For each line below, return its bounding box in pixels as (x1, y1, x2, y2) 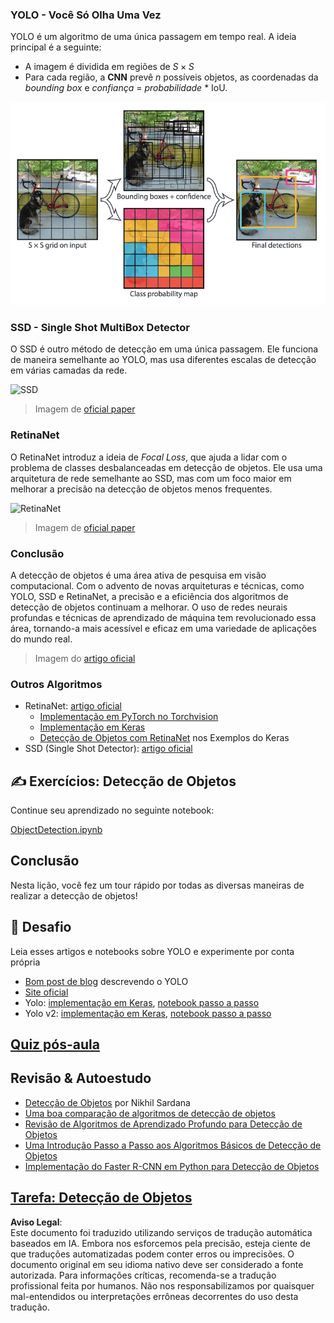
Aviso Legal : (10, 1216, 63, 1228)
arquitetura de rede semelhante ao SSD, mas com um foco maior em (10, 472, 292, 484)
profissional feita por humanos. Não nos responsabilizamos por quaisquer (10, 1279, 315, 1292)
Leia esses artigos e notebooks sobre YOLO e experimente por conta (10, 945, 295, 957)
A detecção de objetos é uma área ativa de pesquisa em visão (10, 569, 267, 581)
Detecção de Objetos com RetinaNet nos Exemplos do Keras (39, 732, 290, 744)
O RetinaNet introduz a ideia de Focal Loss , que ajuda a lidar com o (10, 451, 288, 463)
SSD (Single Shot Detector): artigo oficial (24, 743, 193, 755)
